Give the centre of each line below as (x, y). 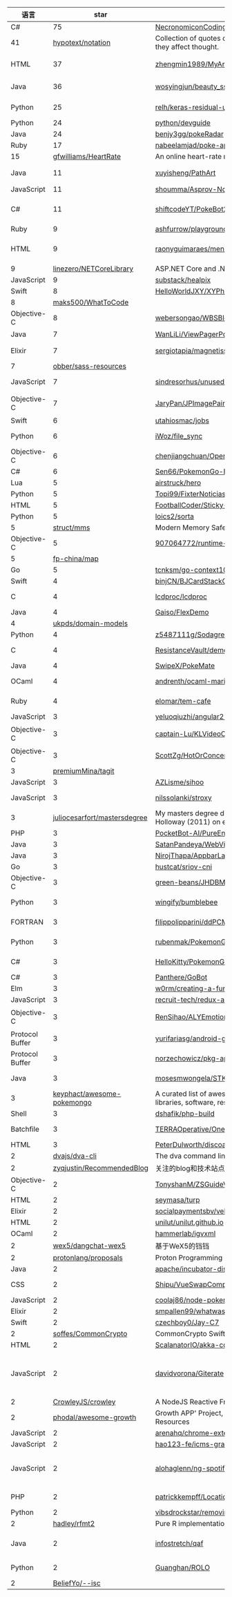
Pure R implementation (192, 1523)
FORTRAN (27, 922)
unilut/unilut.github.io (190, 1222)
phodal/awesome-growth (95, 1417)
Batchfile (25, 1129)
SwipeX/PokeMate (185, 666)
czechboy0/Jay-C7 (187, 1323)
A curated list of (181, 1094)
